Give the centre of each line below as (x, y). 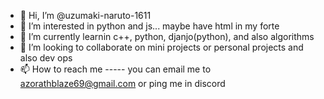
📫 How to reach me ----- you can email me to (115, 69)
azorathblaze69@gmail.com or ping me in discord (122, 83)
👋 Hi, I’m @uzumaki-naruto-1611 (85, 15)
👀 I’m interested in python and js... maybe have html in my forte (149, 26)
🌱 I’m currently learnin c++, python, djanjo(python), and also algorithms (167, 36)
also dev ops (46, 58)
